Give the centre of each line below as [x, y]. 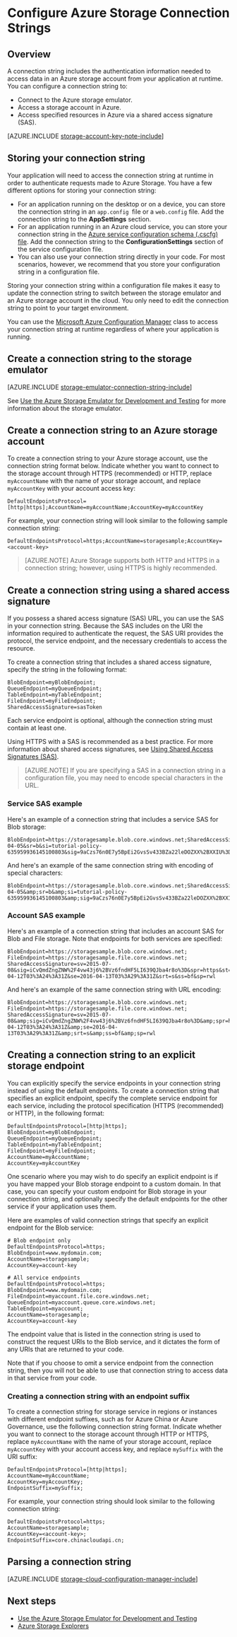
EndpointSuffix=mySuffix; [45, 1488]
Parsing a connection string [69, 1562]
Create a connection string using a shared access [119, 590]
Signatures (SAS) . [33, 757]
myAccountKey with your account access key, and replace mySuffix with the [115, 1449]
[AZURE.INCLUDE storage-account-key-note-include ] [86, 136]
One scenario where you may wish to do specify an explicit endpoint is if [113, 1176]
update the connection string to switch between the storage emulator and [114, 293]
